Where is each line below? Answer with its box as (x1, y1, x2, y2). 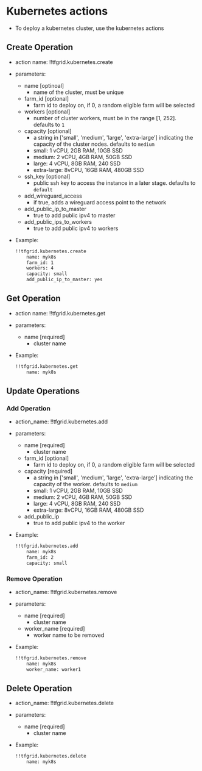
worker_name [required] (24, 625, 85, 633)
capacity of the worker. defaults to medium (33, 481, 138, 488)
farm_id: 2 (26, 554, 54, 561)
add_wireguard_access (24, 192, 82, 199)
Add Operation (6, 404, 50, 412)
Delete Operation (6, 683, 72, 694)
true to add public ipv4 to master (33, 212, 116, 219)
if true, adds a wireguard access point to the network (33, 198, 167, 206)
